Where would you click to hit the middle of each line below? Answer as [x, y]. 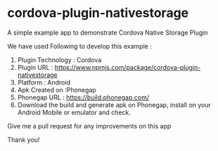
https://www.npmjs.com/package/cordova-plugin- [128, 67]
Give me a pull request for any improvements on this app [89, 126]
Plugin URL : [35, 67]
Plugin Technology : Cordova [59, 60]
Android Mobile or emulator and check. [74, 112]
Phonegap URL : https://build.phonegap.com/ [83, 97]
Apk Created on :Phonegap [57, 90]
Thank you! [24, 140]
